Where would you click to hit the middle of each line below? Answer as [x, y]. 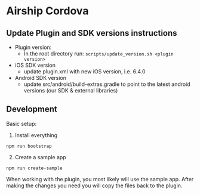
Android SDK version [41, 78]
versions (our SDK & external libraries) [71, 90]
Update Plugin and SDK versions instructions [92, 33]
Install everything [36, 135]
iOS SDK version [35, 65]
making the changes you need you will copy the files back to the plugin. [94, 185]
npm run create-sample [34, 168]
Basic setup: [21, 123]
